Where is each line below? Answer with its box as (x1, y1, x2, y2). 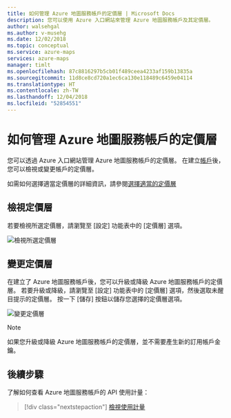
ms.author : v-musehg (7, 29, 67, 37)
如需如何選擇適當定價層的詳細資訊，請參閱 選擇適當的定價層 (7, 179, 177, 187)
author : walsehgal (7, 23, 60, 30)
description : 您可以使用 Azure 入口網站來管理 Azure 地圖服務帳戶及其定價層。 (7, 17, 214, 23)
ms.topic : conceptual (7, 42, 70, 49)
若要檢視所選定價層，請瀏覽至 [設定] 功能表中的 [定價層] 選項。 (7, 221, 186, 229)
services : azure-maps (7, 55, 70, 62)
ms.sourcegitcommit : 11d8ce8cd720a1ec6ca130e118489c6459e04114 (7, 74, 193, 82)
